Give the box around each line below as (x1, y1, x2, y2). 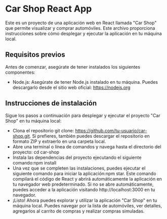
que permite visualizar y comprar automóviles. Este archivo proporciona (5, 25, 155, 31)
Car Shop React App (5, 3, 92, 15)
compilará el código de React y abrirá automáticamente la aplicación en (12, 176, 162, 182)
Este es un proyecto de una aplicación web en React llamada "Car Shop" (5, 20, 157, 26)
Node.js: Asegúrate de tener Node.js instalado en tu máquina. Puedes (12, 79, 158, 85)
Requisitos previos (5, 50, 65, 59)
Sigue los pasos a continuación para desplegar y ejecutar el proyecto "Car (5, 112, 160, 119)
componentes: (5, 69, 35, 75)
